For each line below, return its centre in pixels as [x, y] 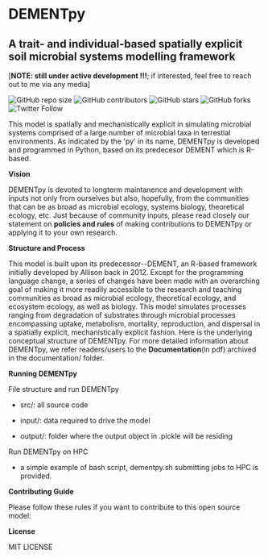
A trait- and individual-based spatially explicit [126, 44]
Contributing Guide [41, 491]
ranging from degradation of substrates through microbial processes [122, 315]
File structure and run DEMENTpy [64, 389]
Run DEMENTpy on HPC [48, 452]
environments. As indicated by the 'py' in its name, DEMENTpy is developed [134, 141]
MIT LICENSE [31, 547]
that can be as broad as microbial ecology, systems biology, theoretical [126, 207]
